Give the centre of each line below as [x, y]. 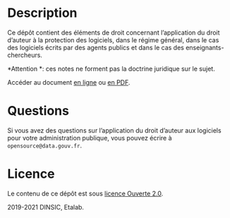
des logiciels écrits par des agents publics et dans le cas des [96, 47]
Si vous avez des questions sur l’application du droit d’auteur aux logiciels [114, 130]
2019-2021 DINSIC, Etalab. [46, 207]
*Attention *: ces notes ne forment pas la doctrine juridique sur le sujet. [111, 68]
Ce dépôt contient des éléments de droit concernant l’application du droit [114, 32]
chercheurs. [25, 55]
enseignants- [205, 47]
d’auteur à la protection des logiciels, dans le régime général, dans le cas [113, 40]
